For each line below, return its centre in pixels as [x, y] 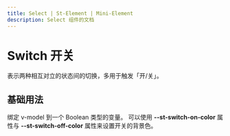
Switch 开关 [41, 56]
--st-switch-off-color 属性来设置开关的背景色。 [89, 126]
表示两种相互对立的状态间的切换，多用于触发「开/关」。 [85, 76]
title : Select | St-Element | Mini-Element [70, 13]
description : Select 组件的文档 [51, 20]
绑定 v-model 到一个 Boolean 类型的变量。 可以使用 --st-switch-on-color [112, 118]
